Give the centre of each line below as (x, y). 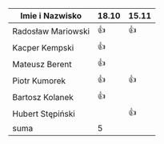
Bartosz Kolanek (43, 97)
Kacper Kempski (43, 47)
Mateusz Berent (42, 64)
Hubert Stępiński (44, 114)
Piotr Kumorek (39, 81)
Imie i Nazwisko (51, 16)
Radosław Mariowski (51, 31)
